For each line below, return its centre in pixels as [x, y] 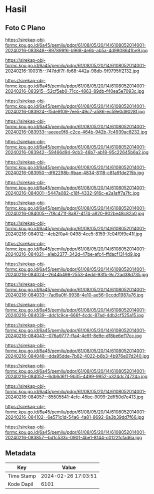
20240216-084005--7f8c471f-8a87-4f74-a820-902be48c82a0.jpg [75, 213]
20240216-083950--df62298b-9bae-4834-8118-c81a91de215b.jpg [74, 173]
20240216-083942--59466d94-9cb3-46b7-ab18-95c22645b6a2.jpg [77, 152]
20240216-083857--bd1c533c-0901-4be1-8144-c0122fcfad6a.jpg [74, 438]
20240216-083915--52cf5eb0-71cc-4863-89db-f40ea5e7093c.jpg [75, 91]
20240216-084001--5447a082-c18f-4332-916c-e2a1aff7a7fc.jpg [72, 193]
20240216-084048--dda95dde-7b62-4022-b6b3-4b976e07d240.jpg [77, 356]
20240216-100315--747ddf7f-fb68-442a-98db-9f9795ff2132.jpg [72, 71]
